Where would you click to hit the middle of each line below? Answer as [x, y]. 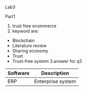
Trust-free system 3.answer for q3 [47, 61]
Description [55, 73]
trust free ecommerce [34, 26]
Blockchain [23, 40]
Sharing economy [30, 51]
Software [18, 73]
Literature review [29, 45]
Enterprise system [55, 81]
